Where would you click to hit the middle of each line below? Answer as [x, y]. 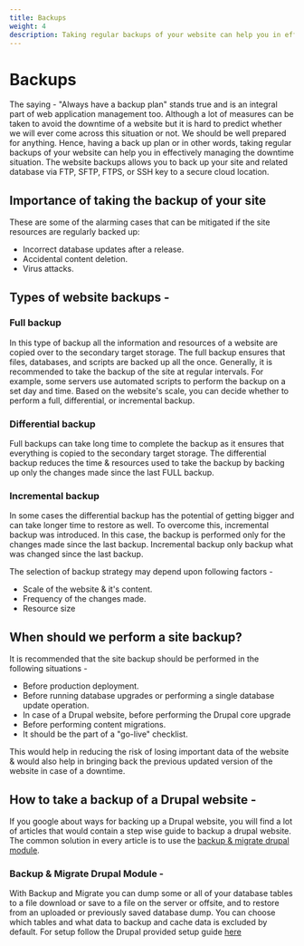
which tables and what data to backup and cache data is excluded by [138, 922]
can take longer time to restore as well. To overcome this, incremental [139, 526]
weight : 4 [28, 26]
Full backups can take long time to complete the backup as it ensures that [147, 444]
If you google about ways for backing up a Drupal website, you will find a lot [151, 822]
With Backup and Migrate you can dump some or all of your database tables [151, 893]
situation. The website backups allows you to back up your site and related [148, 162]
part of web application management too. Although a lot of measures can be [152, 114]
